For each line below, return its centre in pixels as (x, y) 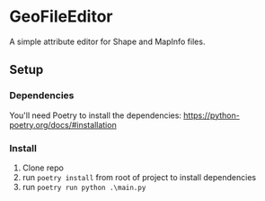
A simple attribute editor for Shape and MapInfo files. (107, 41)
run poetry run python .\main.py (84, 187)
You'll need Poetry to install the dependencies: (96, 115)
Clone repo (43, 168)
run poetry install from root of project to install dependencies (139, 177)
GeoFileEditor (61, 17)
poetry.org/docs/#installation (63, 124)
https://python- (212, 115)
